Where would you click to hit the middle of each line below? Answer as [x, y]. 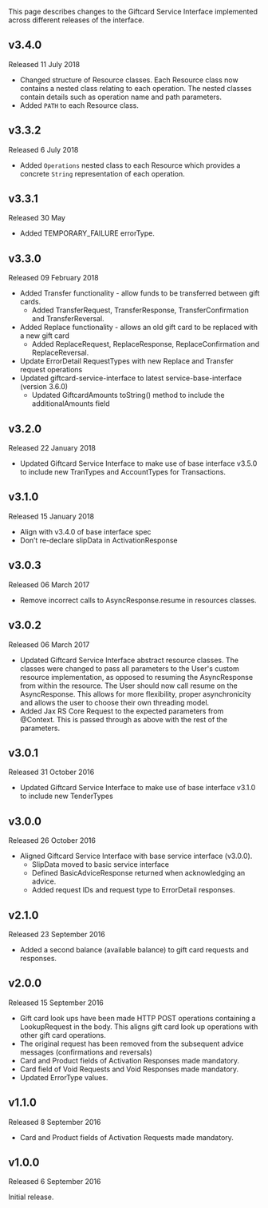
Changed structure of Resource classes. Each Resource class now [129, 80]
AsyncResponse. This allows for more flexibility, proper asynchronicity [135, 693]
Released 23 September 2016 [57, 934]
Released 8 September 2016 [55, 1122]
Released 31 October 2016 [51, 772]
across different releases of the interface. [77, 20]
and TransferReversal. [68, 319]
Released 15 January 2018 [51, 516]
